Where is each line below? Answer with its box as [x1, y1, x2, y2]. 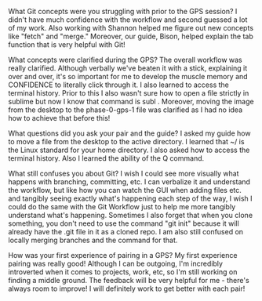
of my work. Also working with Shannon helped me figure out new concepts [8, 24, 253, 32]
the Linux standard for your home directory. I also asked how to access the [8, 145, 250, 154]
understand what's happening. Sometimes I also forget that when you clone [8, 211, 253, 219]
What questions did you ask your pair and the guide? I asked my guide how [8, 129, 251, 138]
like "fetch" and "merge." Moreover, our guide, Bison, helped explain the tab [8, 31, 253, 41]
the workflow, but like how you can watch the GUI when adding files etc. [8, 186, 242, 194]
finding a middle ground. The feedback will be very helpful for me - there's [8, 276, 249, 285]
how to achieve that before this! [8, 114, 111, 122]
